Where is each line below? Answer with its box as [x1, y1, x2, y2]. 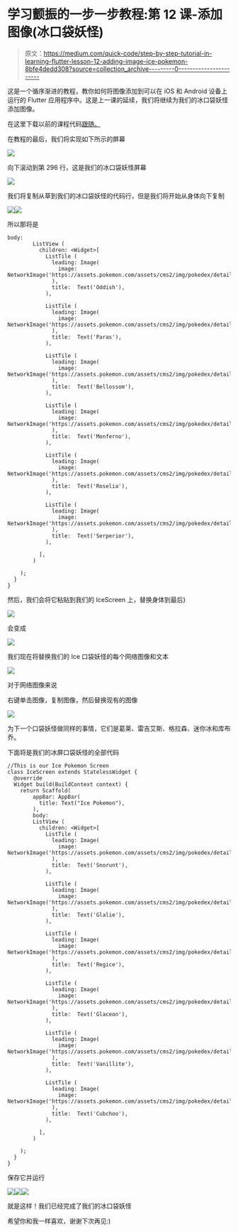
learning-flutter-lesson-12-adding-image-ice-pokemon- [24, 57, 188, 65]
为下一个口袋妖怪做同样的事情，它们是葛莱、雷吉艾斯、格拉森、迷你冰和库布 [7, 724, 231, 732]
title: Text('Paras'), [52, 333, 122, 341]
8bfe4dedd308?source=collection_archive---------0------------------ [24, 65, 230, 73]
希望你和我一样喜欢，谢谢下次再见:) [7, 1216, 111, 1225]
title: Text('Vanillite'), [52, 1060, 135, 1067]
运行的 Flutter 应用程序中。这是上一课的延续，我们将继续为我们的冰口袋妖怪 [7, 95, 229, 104]
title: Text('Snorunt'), [52, 861, 129, 868]
